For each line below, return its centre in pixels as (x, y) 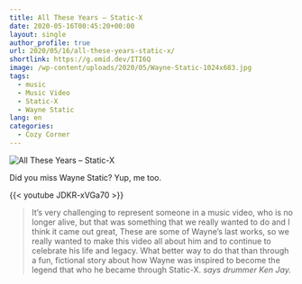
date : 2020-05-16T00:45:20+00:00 (72, 26)
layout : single (38, 34)
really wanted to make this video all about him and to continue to (151, 241)
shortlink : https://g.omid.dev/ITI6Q (80, 59)
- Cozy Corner (44, 135)
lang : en (26, 118)
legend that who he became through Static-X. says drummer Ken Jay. (161, 270)
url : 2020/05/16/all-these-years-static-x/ (92, 51)
